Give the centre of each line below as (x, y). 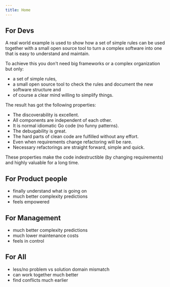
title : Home (18, 10)
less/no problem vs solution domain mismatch (61, 269)
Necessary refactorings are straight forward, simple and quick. (79, 147)
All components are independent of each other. (62, 120)
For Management (33, 218)
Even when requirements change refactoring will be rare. (72, 142)
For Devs (20, 31)
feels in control (28, 241)
